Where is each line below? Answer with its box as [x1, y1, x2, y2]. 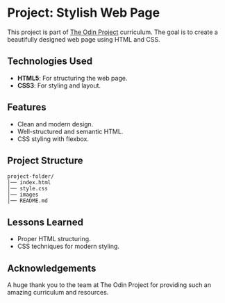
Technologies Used [7, 56, 92, 67]
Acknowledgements [7, 262, 97, 274]
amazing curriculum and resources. [7, 288, 109, 296]
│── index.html [7, 179, 51, 186]
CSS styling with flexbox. [17, 134, 89, 143]
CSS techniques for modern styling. [17, 242, 120, 251]
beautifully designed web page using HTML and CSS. [7, 35, 160, 43]
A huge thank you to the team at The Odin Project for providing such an [7, 281, 212, 289]
